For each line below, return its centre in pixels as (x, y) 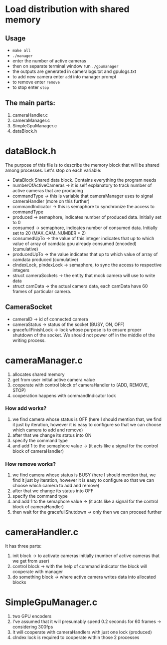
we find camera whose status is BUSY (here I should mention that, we (84, 475)
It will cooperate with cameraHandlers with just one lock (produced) (82, 632)
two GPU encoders (32, 616)
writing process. (29, 340)
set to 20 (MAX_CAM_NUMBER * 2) (49, 233)
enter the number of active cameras (49, 61)
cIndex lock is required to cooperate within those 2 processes (76, 637)
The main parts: (30, 103)
